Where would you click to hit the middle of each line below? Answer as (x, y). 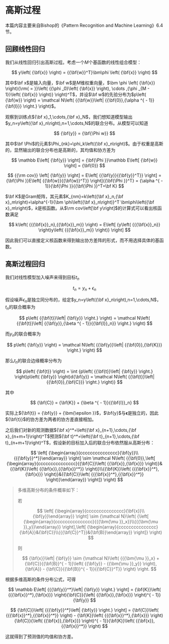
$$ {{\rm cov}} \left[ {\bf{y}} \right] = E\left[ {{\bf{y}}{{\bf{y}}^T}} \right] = (84, 175)
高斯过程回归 (25, 264)
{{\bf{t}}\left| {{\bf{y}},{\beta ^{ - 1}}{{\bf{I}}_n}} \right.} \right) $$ (84, 323)
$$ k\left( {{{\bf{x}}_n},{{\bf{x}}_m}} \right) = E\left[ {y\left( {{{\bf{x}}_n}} (84, 224)
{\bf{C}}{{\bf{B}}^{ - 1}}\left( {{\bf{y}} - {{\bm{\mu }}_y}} (83, 564)
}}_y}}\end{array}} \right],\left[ (55, 527)
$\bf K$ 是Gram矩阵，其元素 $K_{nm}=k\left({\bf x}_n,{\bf (64, 196)
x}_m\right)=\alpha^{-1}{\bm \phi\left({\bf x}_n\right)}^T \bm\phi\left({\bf (80, 202)
